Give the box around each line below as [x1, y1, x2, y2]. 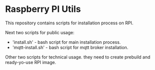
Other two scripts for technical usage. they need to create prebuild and [5, 54, 151, 60]
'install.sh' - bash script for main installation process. [12, 39, 121, 45]
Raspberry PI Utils [5, 3, 81, 15]
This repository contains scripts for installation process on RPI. [5, 20, 134, 26]
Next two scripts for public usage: [5, 29, 75, 35]
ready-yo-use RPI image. [5, 59, 56, 65]
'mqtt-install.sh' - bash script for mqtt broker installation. [12, 44, 129, 50]
